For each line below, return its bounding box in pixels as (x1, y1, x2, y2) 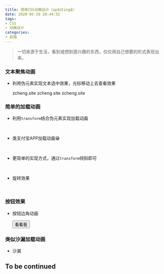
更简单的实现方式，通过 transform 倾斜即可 (12, 155, 97, 161)
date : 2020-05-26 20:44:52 (5, 12, 60, 17)
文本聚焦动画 (5, 68, 36, 75)
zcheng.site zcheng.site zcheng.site (12, 90, 85, 96)
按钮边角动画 (12, 210, 38, 216)
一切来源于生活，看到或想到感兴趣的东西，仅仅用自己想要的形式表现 (17, 49, 155, 55)
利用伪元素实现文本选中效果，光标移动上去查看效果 (12, 81, 116, 86)
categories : (5, 30, 29, 35)
